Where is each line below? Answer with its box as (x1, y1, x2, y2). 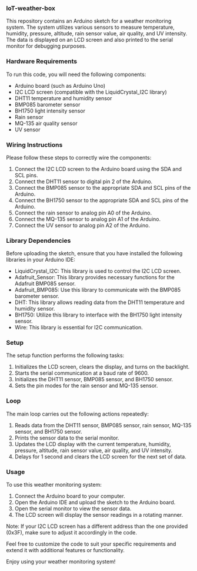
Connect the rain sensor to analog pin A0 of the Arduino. (14, 209, 152, 216)
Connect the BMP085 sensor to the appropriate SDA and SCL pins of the (14, 184, 191, 191)
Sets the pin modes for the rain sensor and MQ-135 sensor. (14, 382, 158, 390)
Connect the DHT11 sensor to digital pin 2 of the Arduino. (14, 178, 153, 185)
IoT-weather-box (6, 4, 56, 12)
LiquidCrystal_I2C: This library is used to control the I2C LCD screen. (14, 268, 182, 275)
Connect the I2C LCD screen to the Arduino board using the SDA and (14, 165, 182, 172)
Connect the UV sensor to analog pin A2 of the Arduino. (14, 222, 150, 229)
